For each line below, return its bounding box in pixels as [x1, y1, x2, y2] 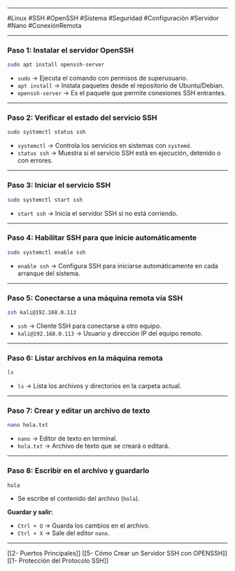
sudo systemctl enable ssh [7, 249, 86, 256]
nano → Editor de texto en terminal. [17, 434, 117, 443]
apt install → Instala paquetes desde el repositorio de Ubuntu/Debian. [17, 81, 225, 90]
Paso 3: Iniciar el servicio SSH [7, 180, 111, 190]
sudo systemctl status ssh [7, 129, 86, 136]
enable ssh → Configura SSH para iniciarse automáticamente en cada [17, 261, 219, 270]
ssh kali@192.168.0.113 [7, 309, 77, 316]
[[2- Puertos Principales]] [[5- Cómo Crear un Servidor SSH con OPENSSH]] [7, 549, 227, 557]
